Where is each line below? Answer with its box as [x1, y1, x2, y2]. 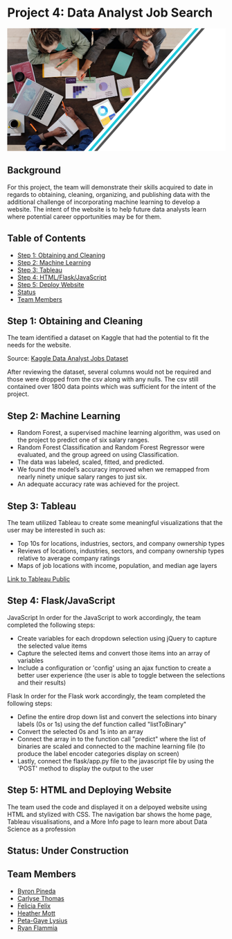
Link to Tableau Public [7, 575, 71, 583]
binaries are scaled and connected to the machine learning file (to [17, 742, 206, 750]
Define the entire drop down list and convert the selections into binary [17, 712, 217, 721]
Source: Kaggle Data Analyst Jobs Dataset [7, 354, 129, 363]
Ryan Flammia [17, 924, 57, 932]
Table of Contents [7, 232, 87, 244]
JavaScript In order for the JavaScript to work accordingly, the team [7, 613, 202, 621]
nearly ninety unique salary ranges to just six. [17, 473, 148, 481]
